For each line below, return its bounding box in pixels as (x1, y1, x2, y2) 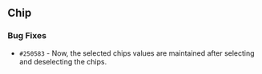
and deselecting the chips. (18, 56, 107, 66)
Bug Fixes (7, 30, 47, 41)
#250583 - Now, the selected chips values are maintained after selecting (18, 48, 255, 58)
